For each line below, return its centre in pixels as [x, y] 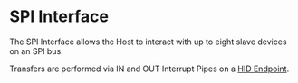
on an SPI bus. [36, 51]
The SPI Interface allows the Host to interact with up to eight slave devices [148, 41]
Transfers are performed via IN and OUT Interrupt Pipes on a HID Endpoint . [149, 69]
